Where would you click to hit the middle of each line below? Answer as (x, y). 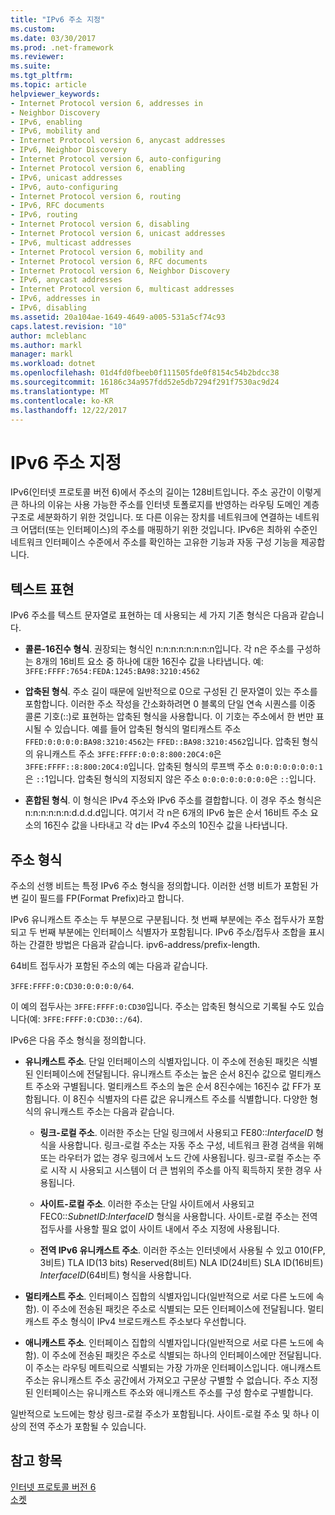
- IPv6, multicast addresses (71, 242)
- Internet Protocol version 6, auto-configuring (116, 159)
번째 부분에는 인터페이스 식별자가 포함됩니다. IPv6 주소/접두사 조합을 (173, 932)
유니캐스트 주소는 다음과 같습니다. (109, 1111)
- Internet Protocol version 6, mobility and (106, 252)
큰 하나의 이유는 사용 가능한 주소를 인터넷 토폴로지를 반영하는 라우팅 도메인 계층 (165, 505)
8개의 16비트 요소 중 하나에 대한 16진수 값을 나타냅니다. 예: (149, 662)
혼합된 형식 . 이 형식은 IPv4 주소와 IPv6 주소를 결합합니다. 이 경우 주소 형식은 (173, 800)
